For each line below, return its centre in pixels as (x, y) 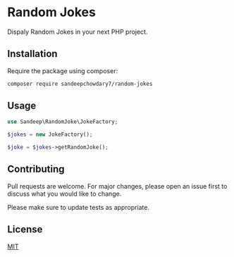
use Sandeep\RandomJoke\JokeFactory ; (63, 122)
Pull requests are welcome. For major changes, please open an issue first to (117, 186)
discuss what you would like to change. (64, 194)
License (25, 230)
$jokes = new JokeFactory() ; (50, 134)
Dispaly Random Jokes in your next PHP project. (78, 32)
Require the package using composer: (63, 70)
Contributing (36, 169)
